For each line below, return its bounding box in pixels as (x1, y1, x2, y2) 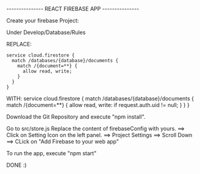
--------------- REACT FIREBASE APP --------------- (6, 5, 140, 12)
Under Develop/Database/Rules (6, 29, 86, 36)
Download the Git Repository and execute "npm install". (6, 113, 146, 120)
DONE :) (6, 161, 27, 169)
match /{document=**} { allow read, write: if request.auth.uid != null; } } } (6, 102, 190, 108)
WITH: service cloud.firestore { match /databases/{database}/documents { (6, 95, 194, 102)
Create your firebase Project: (6, 17, 79, 24)
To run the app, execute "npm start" (6, 150, 97, 157)
